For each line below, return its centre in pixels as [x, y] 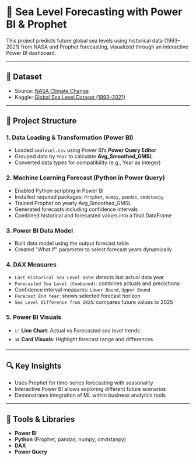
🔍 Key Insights [34, 366]
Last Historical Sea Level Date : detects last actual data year [89, 278]
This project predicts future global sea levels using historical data [85, 40]
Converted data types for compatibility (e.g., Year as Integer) [87, 162]
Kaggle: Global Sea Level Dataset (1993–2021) [70, 97]
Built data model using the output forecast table [72, 243]
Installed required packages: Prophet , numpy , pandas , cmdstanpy [89, 197]
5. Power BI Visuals [34, 317]
